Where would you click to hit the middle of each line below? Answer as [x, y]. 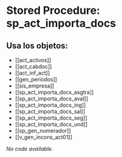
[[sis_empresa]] [34, 86]
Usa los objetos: [37, 46]
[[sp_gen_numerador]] [43, 131]
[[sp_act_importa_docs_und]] [51, 124]
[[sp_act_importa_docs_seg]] [51, 118]
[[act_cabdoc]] [34, 66]
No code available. [30, 149]
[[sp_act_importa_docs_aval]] [52, 98]
